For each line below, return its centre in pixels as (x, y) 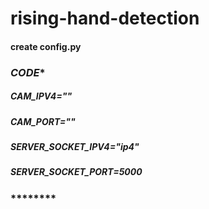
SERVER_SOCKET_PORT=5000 (76, 172)
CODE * (28, 72)
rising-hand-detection (105, 18)
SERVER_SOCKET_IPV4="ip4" (75, 147)
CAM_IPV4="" (41, 96)
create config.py (46, 46)
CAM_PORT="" (43, 121)
